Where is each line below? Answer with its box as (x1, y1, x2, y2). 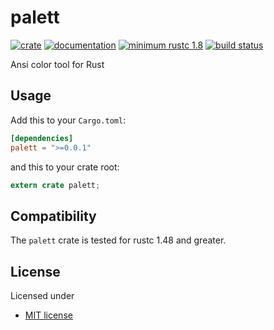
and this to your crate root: (10, 161, 120, 173)
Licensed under (10, 290, 75, 301)
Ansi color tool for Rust (10, 58, 105, 70)
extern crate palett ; (10, 180, 101, 190)
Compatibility (10, 207, 97, 225)
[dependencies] (10, 133, 74, 143)
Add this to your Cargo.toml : (10, 114, 127, 126)
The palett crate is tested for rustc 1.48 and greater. (10, 234, 227, 246)
